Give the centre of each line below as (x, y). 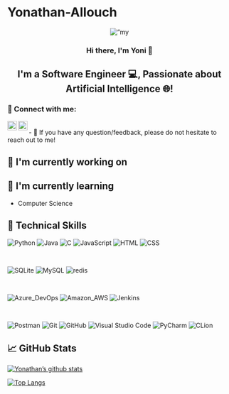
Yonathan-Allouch (62, 12)
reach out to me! (31, 140)
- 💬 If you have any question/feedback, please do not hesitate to (123, 132)
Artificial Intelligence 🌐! (119, 89)
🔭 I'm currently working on (68, 162)
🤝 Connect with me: (42, 109)
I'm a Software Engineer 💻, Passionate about (119, 74)
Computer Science (45, 203)
